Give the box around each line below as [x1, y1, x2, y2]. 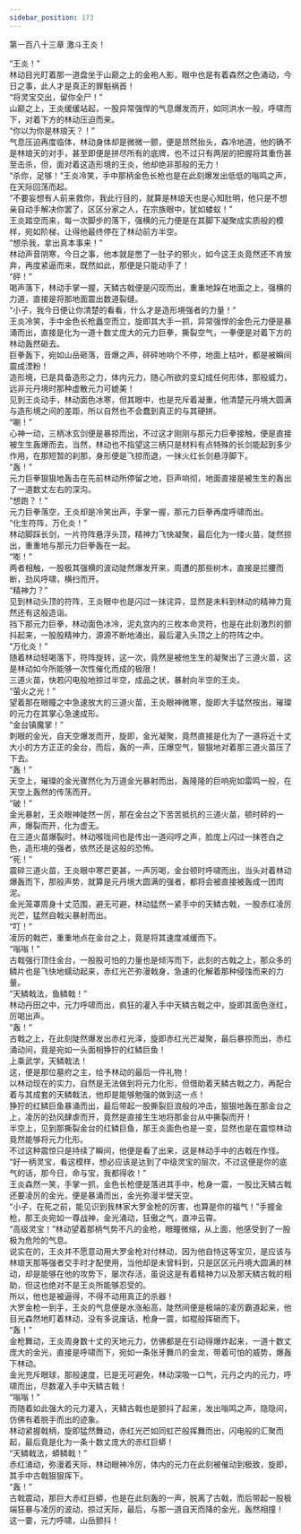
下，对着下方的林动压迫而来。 [9, 114, 119, 125]
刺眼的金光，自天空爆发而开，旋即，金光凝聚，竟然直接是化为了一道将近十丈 [9, 730, 292, 741]
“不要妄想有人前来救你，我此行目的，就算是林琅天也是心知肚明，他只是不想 [9, 192, 288, 203]
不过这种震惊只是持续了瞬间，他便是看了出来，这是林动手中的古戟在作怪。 [9, 1145, 284, 1156]
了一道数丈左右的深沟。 [9, 483, 96, 494]
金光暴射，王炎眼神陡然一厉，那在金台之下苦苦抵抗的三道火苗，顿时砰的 [9, 809, 276, 819]
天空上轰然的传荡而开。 [9, 786, 96, 797]
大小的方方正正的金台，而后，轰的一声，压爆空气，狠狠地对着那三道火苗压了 [9, 741, 292, 752]
